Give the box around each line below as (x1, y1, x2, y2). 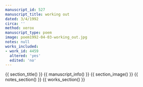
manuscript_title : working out (5, 12, 70, 17)
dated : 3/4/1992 (5, 16, 39, 21)
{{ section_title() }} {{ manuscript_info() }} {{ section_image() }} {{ (5, 71, 139, 77)
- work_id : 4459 (5, 48, 39, 53)
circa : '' (5, 21, 26, 26)
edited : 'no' (9, 58, 37, 63)
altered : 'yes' (9, 53, 41, 58)
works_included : (5, 44, 39, 49)
